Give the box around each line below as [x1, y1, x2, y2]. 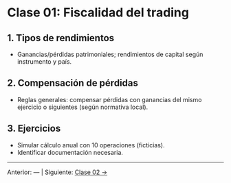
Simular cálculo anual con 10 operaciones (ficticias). [16, 141, 165, 149]
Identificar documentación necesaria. [16, 148, 124, 156]
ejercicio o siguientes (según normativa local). [16, 103, 148, 111]
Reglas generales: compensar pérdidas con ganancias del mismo [16, 95, 202, 103]
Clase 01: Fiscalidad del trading [7, 5, 189, 21]
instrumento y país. [16, 58, 72, 66]
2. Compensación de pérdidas [7, 77, 139, 89]
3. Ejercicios [7, 123, 61, 134]
